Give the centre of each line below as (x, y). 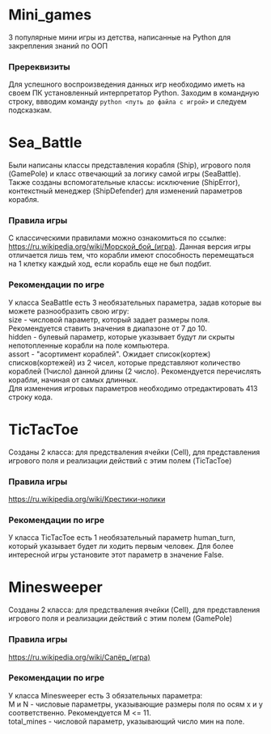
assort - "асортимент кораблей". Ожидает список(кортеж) (110, 354)
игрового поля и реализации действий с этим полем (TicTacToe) (120, 460)
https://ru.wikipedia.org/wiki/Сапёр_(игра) (80, 657)
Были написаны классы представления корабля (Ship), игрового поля (129, 165)
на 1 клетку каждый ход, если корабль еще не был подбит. (110, 264)
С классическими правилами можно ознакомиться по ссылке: (117, 238)
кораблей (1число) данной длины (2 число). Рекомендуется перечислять (135, 371)
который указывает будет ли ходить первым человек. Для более (121, 546)
